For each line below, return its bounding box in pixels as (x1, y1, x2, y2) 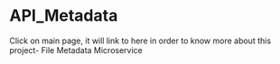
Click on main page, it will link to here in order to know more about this (9, 35, 272, 46)
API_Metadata (9, 5, 118, 26)
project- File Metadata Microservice (9, 44, 143, 55)
